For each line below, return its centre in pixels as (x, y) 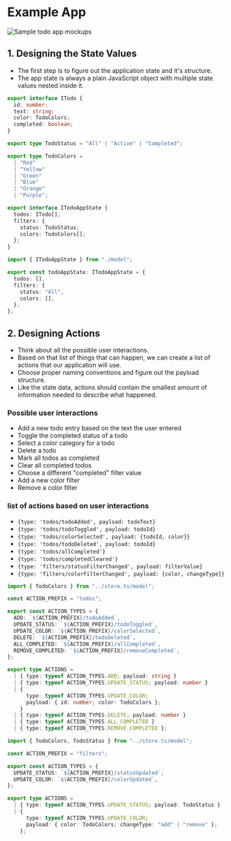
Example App (47, 12)
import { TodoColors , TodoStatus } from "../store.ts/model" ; (100, 741)
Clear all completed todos (55, 465)
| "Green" (28, 176)
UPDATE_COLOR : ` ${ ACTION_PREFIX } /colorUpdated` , (86, 779)
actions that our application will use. (69, 364)
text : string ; (34, 111)
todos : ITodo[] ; (37, 214)
